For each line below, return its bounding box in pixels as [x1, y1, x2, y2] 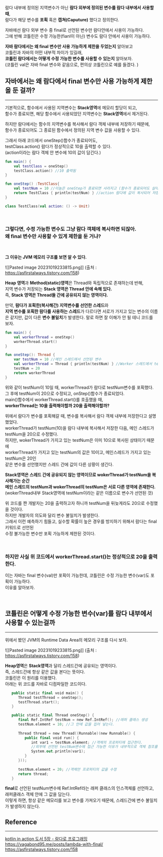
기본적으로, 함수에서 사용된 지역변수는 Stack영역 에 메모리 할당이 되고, [5, 104, 137, 111]
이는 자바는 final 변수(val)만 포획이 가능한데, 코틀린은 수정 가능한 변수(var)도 [5, 572, 149, 579]
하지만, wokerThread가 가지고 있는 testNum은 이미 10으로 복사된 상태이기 [5, 437, 146, 443]
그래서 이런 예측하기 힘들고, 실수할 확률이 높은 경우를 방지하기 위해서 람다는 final [5, 518, 157, 524]
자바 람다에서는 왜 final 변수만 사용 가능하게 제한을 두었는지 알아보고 [5, 44, 133, 49]
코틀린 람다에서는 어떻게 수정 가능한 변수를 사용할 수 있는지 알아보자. [5, 56, 133, 61]
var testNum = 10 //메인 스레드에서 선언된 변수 [14, 357, 102, 362]
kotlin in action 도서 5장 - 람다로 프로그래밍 [5, 836, 88, 842]
